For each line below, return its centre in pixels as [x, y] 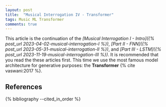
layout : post [19, 10]
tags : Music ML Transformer [35, 19]
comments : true [21, 24]
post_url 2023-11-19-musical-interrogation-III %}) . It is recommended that [82, 55]
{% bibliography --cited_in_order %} [43, 99]
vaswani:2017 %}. [24, 71]
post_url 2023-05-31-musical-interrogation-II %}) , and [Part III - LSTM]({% [83, 49]
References [24, 87]
